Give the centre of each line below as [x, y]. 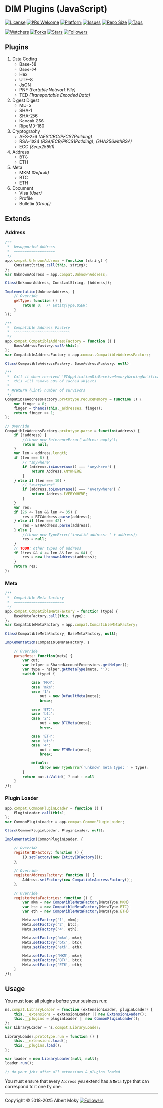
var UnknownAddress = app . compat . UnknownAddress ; [56, 274]
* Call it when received [33, 377]
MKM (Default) [34, 172]
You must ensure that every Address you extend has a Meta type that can [77, 1081]
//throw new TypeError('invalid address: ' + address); [80, 535]
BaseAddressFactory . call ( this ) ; [46, 346]
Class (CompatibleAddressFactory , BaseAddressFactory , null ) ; [68, 364]
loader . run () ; [19, 1063]
